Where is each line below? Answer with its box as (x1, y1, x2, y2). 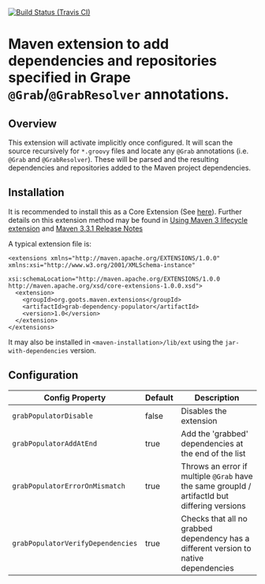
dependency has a (181, 533, 250, 544)
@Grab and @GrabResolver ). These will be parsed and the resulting (8, 155, 219, 164)
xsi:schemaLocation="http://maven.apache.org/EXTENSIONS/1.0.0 (8, 275, 221, 283)
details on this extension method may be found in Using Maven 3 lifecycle (8, 215, 248, 224)
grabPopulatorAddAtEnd (12, 439, 97, 448)
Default (144, 392, 174, 403)
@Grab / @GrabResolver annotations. (8, 85, 230, 104)
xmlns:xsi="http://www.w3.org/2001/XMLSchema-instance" (8, 261, 196, 269)
